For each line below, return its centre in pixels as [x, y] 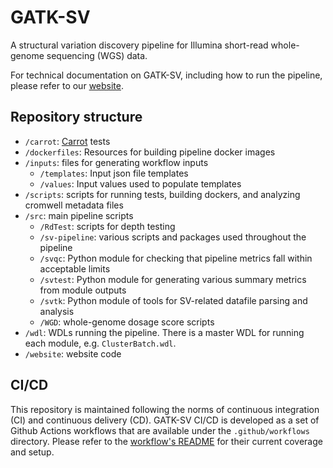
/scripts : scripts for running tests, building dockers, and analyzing [162, 194]
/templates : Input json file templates [114, 173]
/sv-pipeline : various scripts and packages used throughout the [173, 237]
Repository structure [76, 117]
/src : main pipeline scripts [79, 215]
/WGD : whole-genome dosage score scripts [127, 322]
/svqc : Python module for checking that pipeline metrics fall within [176, 258]
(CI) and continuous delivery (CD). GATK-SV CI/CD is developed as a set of [165, 420]
